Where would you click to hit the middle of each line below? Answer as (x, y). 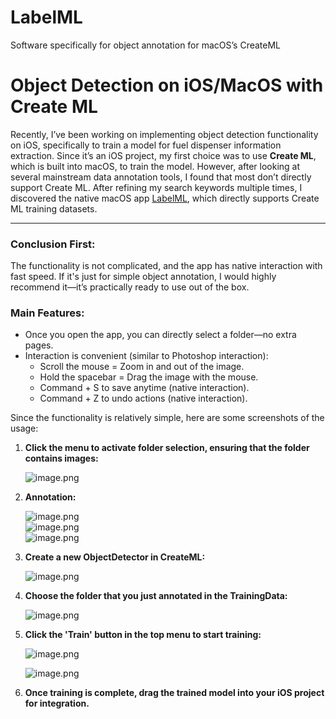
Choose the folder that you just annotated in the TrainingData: (156, 596)
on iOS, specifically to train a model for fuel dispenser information (146, 145)
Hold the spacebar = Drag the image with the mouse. (149, 377)
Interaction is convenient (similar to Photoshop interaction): (146, 356)
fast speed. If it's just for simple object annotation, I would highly (143, 277)
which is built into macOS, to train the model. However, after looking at (155, 166)
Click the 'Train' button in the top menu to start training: (143, 635)
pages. (39, 345)
